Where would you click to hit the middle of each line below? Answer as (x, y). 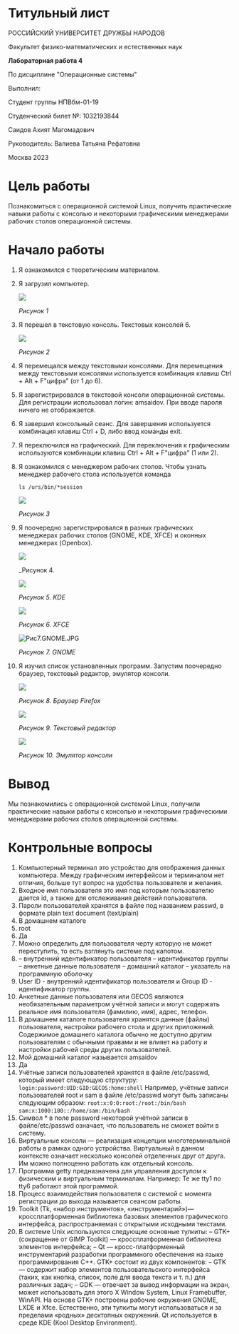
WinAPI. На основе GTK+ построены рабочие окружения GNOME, (118, 1300)
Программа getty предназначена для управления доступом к (112, 1171)
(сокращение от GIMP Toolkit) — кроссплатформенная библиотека (120, 1239)
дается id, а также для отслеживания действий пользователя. (113, 898)
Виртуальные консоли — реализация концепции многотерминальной (124, 1141)
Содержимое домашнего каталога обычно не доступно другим (115, 1034)
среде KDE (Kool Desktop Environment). (78, 1323)
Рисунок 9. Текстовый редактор (67, 728)
